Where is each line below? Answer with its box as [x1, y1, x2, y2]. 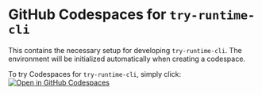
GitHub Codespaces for [8, 6, 167, 24]
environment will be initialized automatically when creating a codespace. [8, 54, 246, 63]
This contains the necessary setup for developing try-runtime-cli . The [8, 45, 242, 55]
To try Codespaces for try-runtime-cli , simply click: [8, 69, 182, 78]
